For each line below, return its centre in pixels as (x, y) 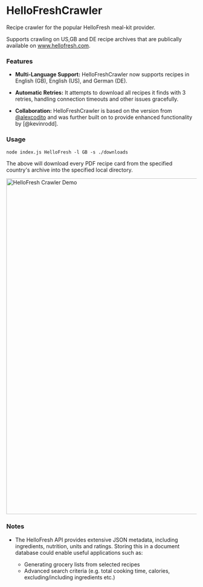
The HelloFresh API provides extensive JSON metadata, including (96, 540)
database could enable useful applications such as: (79, 552)
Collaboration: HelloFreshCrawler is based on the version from (93, 111)
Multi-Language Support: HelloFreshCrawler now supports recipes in (102, 75)
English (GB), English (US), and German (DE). (71, 81)
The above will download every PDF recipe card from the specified (89, 163)
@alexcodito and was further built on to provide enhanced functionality (103, 117)
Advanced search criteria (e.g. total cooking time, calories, (97, 571)
